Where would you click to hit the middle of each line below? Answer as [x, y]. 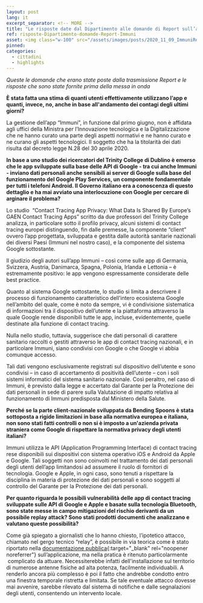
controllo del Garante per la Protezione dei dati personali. [77, 486]
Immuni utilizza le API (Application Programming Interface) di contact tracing [101, 448]
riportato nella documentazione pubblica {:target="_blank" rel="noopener [97, 548]
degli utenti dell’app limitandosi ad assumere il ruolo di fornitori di [87, 467]
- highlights [28, 62]
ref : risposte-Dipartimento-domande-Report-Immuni [71, 34]
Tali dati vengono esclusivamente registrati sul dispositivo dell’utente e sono [101, 366]
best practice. [24, 279]
